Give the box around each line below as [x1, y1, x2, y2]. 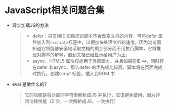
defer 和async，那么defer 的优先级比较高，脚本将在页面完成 [36, 64, 163, 70]
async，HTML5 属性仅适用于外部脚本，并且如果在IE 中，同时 [32, 58, 160, 64]
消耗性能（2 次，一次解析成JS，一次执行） [29, 98, 119, 104]
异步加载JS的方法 [12, 22, 49, 28]
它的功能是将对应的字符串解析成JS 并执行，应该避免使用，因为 [24, 91, 156, 98]
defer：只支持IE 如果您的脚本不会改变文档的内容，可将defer [32, 33, 157, 39]
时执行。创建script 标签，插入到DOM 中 [32, 70, 115, 76]
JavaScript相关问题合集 [5, 5, 105, 16]
